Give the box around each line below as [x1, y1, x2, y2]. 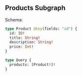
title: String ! [9, 35, 41, 40]
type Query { [5, 58, 32, 63]
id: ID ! [9, 31, 25, 36]
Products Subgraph [5, 4, 66, 12]
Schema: [5, 17, 23, 22]
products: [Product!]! [9, 62, 56, 67]
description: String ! [9, 40, 54, 45]
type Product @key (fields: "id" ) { [5, 26, 78, 31]
